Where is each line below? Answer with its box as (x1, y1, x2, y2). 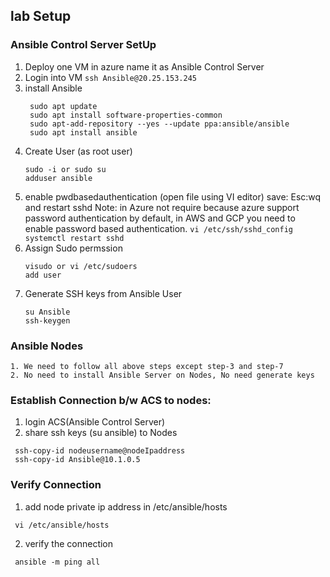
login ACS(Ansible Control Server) (24, 416, 166, 428)
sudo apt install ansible (29, 127, 138, 138)
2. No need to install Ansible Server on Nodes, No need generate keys (10, 370, 315, 380)
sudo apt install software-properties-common (29, 110, 223, 120)
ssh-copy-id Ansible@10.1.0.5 (14, 455, 141, 465)
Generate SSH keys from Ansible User (24, 287, 183, 299)
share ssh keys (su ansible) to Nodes (24, 427, 178, 439)
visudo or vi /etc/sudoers (24, 261, 138, 271)
